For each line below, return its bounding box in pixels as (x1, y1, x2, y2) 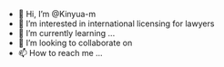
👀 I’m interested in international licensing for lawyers (17, 18, 215, 29)
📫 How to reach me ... (17, 48, 103, 58)
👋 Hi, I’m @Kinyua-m (17, 9, 97, 19)
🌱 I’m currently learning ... (17, 28, 116, 38)
